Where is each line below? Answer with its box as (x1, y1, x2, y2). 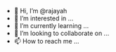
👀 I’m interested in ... (13, 14, 74, 22)
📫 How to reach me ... (13, 37, 79, 45)
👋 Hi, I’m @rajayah (13, 7, 67, 15)
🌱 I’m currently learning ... (13, 22, 89, 30)
